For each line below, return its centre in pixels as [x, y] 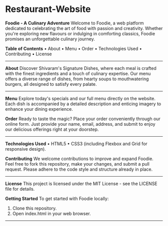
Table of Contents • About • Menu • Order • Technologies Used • [74, 48]
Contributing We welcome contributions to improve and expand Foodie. [79, 159]
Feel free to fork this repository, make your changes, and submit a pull [77, 164]
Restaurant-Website [48, 9]
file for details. [20, 189]
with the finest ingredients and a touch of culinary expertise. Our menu [78, 73]
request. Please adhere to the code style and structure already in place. [79, 169]
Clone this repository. [34, 208]
